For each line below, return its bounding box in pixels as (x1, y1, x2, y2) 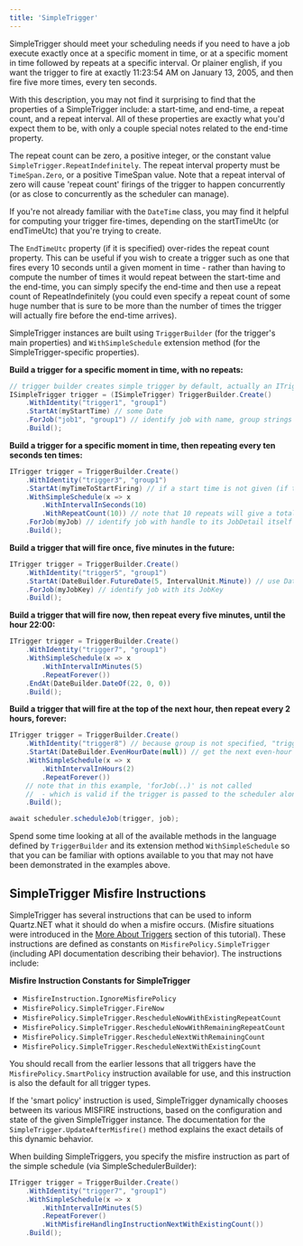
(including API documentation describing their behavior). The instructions (9, 948, 282, 958)
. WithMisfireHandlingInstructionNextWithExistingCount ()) (41, 1220, 264, 1230)
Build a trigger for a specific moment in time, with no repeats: (9, 363, 243, 375)
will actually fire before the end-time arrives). (9, 309, 178, 321)
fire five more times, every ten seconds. (9, 76, 158, 87)
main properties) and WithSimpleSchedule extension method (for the (9, 336, 261, 348)
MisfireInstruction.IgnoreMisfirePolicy (22, 994, 177, 1004)
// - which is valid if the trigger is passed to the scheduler (25, 789, 277, 798)
